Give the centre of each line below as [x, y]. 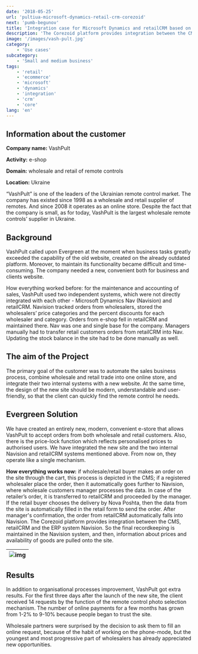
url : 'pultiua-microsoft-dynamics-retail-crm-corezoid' [76, 17]
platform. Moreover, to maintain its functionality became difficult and [89, 264]
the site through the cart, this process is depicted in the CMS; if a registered [98, 477]
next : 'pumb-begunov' [33, 22]
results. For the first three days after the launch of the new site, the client [95, 596]
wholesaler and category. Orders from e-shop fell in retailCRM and [87, 319]
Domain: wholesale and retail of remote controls [65, 171]
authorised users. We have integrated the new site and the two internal [92, 447]
